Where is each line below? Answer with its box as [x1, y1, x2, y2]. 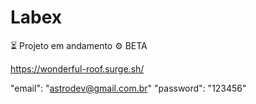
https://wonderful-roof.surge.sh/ [10, 62, 145, 75]
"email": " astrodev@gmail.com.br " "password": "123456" [10, 82, 247, 94]
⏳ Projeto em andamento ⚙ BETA [10, 39, 148, 51]
